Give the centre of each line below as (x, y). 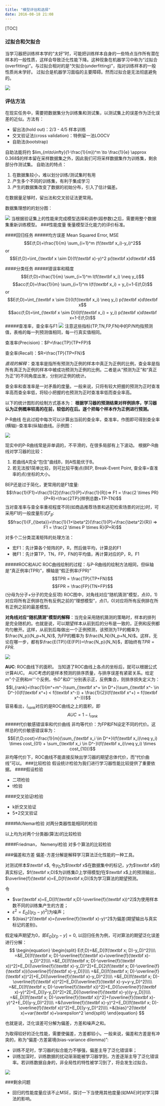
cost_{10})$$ (82, 749)
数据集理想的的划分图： (29, 208)
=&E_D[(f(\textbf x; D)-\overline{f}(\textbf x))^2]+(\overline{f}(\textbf (79, 997)
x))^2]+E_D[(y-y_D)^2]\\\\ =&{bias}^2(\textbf (102, 1008)
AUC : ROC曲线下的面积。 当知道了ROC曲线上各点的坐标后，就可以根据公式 (81, 667)
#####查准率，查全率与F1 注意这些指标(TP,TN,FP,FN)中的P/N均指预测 (79, 326)
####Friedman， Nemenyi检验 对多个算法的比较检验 (58, 844)
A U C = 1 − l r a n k (82, 715)
